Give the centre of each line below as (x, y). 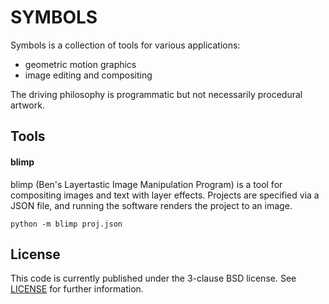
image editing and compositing (88, 75)
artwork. (27, 105)
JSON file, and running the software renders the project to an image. (151, 205)
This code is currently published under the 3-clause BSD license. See (153, 278)
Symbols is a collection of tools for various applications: (125, 45)
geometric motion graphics (80, 64)
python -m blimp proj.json (66, 224)
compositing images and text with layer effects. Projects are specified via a (165, 195)
